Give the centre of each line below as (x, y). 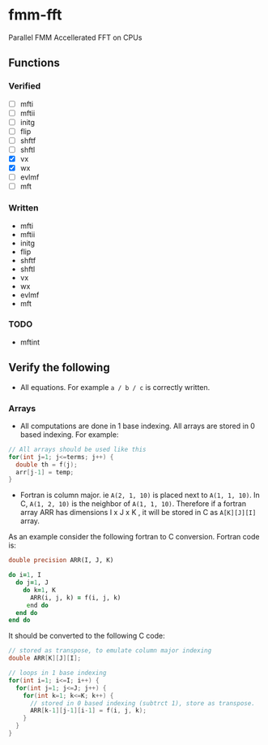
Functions (34, 63)
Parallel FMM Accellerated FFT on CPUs (75, 37)
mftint (30, 342)
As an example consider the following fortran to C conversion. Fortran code (134, 537)
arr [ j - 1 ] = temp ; (45, 472)
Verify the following (60, 368)
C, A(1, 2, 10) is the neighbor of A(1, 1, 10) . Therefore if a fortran (133, 504)
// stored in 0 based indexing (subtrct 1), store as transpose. (142, 703)
